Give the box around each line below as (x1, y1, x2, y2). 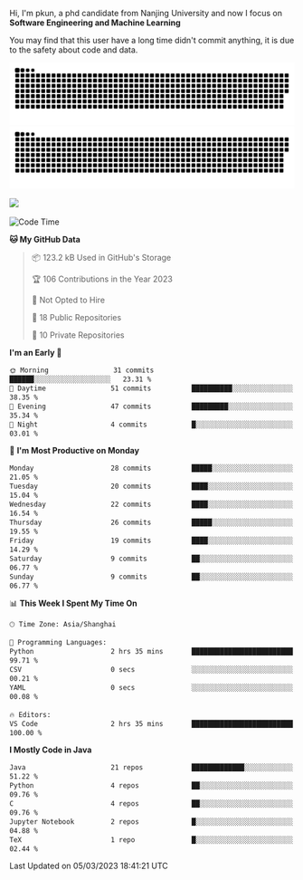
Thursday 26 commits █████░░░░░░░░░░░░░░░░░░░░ (9, 518, 294, 527)
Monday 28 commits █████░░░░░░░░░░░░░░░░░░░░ (9, 464, 294, 473)
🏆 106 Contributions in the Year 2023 (31, 273, 174, 284)
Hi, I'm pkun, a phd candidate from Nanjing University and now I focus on (9, 8, 283, 18)
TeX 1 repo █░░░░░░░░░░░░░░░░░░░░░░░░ (9, 835, 294, 845)
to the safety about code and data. (9, 44, 138, 55)
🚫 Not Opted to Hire (31, 294, 106, 305)
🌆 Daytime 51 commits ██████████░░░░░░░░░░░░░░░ (9, 384, 294, 393)
